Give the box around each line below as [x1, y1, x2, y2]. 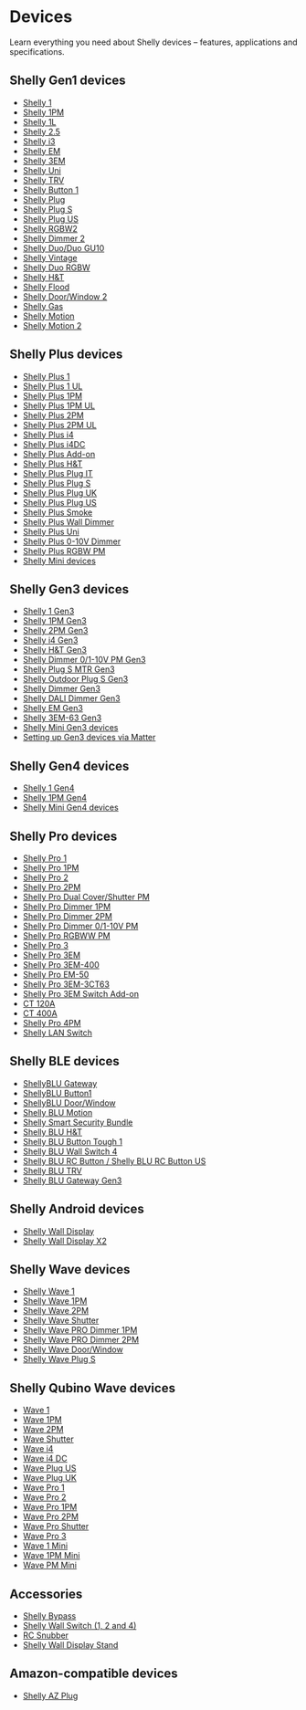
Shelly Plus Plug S [22, 477, 91, 488]
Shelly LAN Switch [22, 1027, 93, 1038]
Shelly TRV [22, 174, 65, 185]
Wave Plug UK [22, 1473, 78, 1484]
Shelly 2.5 [22, 126, 61, 137]
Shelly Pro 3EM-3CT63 [22, 979, 110, 990]
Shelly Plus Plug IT [22, 467, 93, 478]
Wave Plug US [22, 1463, 77, 1474]
